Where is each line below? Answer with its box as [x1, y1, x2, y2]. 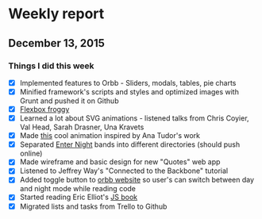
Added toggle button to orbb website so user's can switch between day [19, 175, 255, 185]
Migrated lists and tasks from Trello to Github [19, 202, 168, 211]
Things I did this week [8, 60, 94, 71]
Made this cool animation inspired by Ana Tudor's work [19, 131, 201, 140]
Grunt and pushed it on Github [19, 96, 119, 106]
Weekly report [8, 5, 105, 23]
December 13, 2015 [8, 36, 105, 50]
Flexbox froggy [19, 105, 70, 113]
